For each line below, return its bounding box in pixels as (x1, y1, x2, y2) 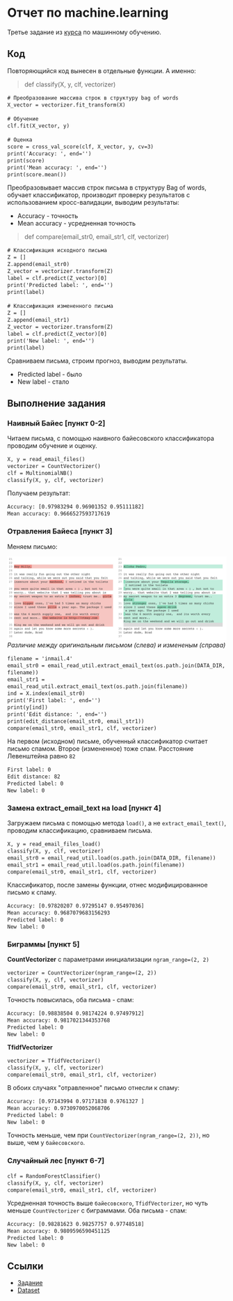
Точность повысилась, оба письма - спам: (7, 996, 134, 1004)
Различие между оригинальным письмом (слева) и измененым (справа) (7, 641, 226, 649)
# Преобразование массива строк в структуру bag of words (7, 94, 179, 102)
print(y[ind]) (7, 703, 49, 711)
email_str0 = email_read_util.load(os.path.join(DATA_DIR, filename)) (7, 855, 216, 862)
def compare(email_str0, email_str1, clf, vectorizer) (24, 232, 169, 241)
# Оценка (7, 136, 33, 143)
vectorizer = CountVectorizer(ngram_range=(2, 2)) (7, 969, 157, 976)
